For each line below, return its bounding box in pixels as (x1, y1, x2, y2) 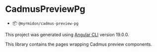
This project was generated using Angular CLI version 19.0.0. (5, 31, 129, 38)
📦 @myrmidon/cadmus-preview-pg (12, 20, 79, 26)
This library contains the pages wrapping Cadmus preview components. (5, 41, 153, 47)
